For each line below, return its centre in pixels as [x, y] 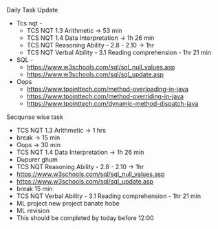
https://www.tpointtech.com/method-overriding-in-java [105, 96]
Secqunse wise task [35, 117]
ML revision [33, 210]
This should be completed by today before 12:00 [85, 218]
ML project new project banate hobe [68, 203]
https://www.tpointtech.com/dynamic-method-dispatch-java [112, 103]
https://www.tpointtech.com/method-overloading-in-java [107, 89]
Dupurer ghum [37, 160]
